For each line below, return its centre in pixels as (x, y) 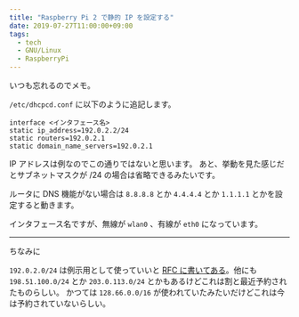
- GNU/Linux (40, 51)
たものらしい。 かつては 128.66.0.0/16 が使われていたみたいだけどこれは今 (147, 292)
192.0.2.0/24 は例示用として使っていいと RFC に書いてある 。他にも (133, 270)
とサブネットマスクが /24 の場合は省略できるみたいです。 (115, 175)
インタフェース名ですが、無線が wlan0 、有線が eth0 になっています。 (136, 224)
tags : (19, 34)
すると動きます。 (48, 205)
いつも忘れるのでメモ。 (52, 85)
